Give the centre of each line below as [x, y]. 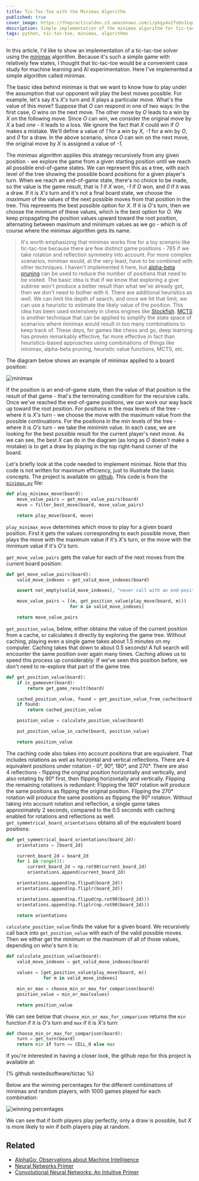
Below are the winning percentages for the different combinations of [89, 1085]
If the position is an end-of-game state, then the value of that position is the [98, 390]
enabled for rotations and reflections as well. [61, 816]
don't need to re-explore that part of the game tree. [69, 666]
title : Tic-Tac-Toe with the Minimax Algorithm [66, 12]
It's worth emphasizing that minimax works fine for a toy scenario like [105, 242]
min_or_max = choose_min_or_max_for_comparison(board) [86, 989]
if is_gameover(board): [46, 683]
